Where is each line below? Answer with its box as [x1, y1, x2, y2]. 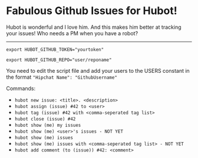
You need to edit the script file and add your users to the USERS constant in [6, 67, 190, 74]
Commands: [6, 85, 36, 92]
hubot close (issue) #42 [14, 116, 76, 122]
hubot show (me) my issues [14, 122, 81, 128]
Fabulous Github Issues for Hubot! [6, 4, 178, 18]
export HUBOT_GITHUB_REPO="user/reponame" [6, 57, 112, 63]
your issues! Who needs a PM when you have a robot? [6, 29, 138, 36]
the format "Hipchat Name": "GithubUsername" [6, 73, 118, 80]
